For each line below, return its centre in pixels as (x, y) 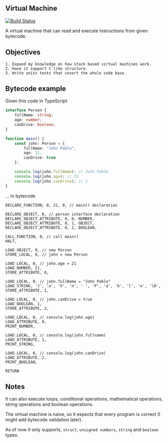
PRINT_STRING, (20, 344)
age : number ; (28, 120)
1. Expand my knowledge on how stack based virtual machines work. (79, 64)
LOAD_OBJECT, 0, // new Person (39, 250)
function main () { (25, 139)
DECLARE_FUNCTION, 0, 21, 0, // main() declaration (61, 205)
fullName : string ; (34, 115)
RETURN (12, 371)
